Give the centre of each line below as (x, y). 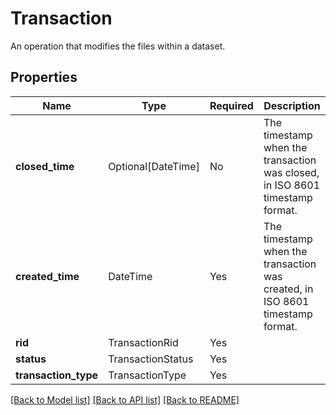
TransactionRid (143, 342)
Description (292, 105)
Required (231, 105)
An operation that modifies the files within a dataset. (118, 46)
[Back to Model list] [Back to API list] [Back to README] (125, 399)
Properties (44, 77)
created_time (47, 276)
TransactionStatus (151, 359)
